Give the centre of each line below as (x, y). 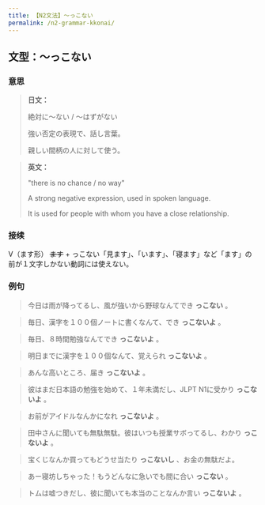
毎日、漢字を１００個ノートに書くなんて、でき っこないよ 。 (126, 322)
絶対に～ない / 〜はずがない (72, 117)
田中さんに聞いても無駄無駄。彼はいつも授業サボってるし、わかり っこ (142, 432)
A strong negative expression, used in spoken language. (119, 198)
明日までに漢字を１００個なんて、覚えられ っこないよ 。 (119, 356)
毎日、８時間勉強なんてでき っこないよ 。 (95, 339)
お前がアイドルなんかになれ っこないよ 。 (95, 416)
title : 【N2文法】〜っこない (51, 15)
